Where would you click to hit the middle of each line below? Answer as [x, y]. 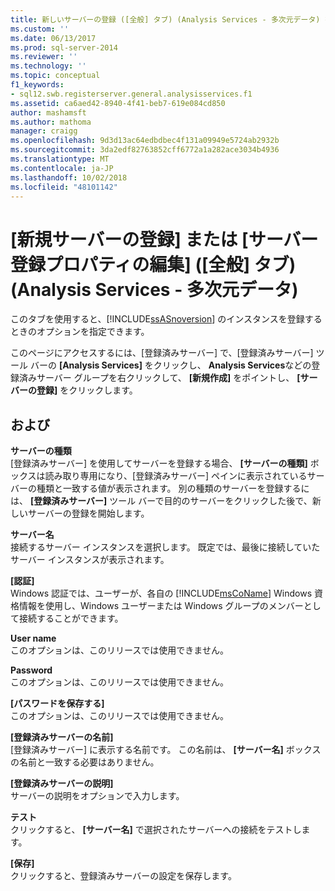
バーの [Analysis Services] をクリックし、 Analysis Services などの [170, 365]
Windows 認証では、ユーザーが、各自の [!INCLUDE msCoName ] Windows [161, 593]
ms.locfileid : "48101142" [64, 187]
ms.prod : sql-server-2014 [64, 47]
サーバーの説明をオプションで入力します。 [97, 796]
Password [31, 670]
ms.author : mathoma [51, 122]
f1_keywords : [37, 85]
